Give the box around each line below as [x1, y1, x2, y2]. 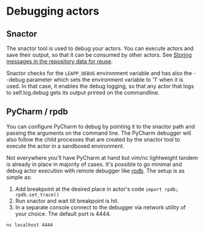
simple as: [6, 173, 32, 181]
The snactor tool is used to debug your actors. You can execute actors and [6, 45, 194, 52]
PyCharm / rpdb [6, 107, 68, 117]
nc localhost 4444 [6, 221, 53, 228]
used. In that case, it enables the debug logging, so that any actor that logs [6, 82, 194, 90]
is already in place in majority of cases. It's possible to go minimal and [6, 160, 182, 168]
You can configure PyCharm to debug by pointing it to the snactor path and [6, 123, 195, 130]
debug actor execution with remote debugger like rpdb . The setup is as [6, 167, 185, 174]
